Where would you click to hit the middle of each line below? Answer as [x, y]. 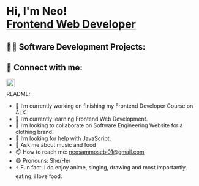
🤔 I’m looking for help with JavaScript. [63, 138]
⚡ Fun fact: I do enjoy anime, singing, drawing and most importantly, [101, 168]
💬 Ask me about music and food [55, 145]
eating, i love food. [39, 176]
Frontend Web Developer [71, 24]
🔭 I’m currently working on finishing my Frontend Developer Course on [104, 106]
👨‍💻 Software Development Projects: [76, 47]
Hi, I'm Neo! [37, 11]
